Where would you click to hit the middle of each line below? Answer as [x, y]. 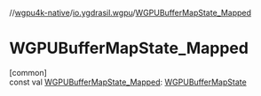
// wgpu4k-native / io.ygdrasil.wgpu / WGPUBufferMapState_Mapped [130, 13]
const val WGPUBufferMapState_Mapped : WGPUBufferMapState [128, 82]
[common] [28, 72]
